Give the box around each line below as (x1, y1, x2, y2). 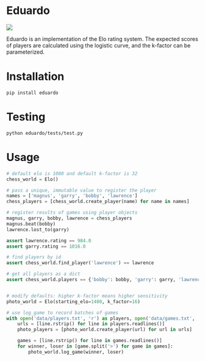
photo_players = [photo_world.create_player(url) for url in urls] (17, 327, 192, 333)
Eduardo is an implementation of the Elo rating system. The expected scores (6, 35, 198, 43)
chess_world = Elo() (6, 176, 59, 182)
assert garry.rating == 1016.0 (6, 243, 86, 249)
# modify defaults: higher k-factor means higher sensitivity (6, 293, 168, 299)
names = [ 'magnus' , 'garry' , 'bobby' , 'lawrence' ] (6, 193, 138, 199)
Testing (6, 110, 46, 124)
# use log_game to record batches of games (6, 309, 119, 316)
